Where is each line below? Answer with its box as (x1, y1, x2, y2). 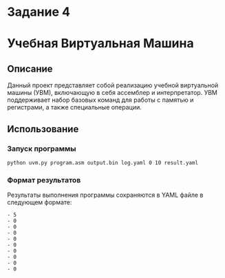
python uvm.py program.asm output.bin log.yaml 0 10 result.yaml (7, 159, 198, 166)
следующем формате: (7, 198, 72, 206)
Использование (7, 123, 79, 135)
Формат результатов (7, 175, 81, 184)
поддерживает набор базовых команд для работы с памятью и (7, 96, 194, 104)
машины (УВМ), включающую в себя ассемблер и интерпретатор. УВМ (7, 89, 218, 97)
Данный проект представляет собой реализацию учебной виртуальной (7, 81, 219, 89)
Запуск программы (7, 144, 77, 153)
